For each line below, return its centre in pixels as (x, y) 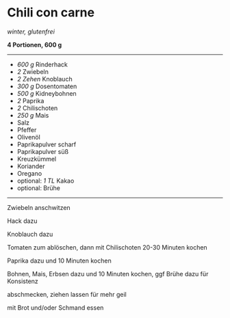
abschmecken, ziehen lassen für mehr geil (67, 294)
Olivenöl (29, 137)
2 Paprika (30, 101)
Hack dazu (22, 221)
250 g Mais (33, 115)
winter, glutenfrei (31, 31)
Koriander (31, 166)
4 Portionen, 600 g (35, 44)
